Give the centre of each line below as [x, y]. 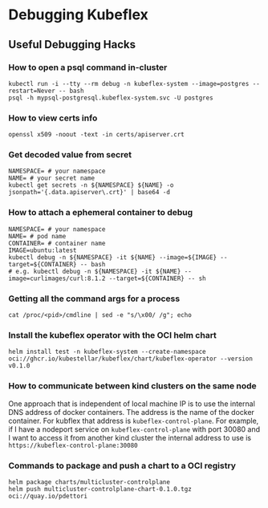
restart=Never [32, 91]
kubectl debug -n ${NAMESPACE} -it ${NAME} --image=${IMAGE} [113, 257]
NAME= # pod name [37, 236]
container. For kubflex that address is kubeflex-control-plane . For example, [134, 421]
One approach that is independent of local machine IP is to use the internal [132, 404]
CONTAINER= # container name [57, 243]
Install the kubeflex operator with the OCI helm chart [112, 335]
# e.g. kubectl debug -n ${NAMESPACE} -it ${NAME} [95, 271]
